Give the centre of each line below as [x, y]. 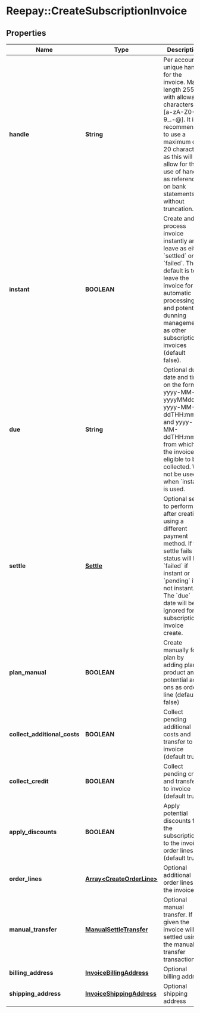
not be [172, 474]
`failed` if [176, 566]
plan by [174, 657]
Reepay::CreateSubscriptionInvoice [97, 11]
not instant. [179, 588]
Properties [26, 33]
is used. [174, 489]
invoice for [178, 286]
